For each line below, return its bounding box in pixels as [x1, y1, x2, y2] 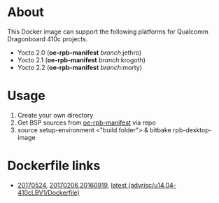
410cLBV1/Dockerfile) [17, 188, 80, 197]
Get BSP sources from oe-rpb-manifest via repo [17, 118, 156, 127]
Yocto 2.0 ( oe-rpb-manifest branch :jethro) [17, 48, 142, 57]
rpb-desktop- [172, 125, 212, 134]
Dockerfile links [7, 158, 101, 174]
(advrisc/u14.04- [128, 181, 177, 189]
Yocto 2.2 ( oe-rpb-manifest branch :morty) [17, 63, 142, 71]
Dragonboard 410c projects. [7, 34, 88, 43]
